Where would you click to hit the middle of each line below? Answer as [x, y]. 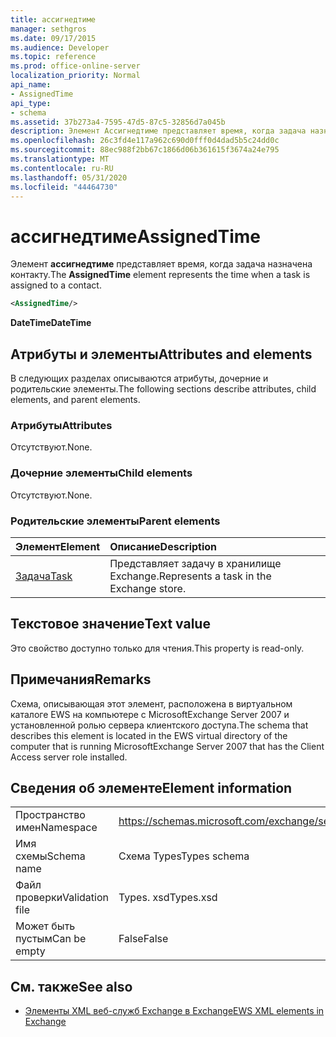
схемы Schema [50, 856]
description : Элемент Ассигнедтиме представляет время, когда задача [158, 131]
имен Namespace [56, 828]
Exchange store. [148, 588]
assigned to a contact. [56, 285]
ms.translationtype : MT [60, 159]
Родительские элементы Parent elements [115, 521]
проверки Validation [62, 898]
